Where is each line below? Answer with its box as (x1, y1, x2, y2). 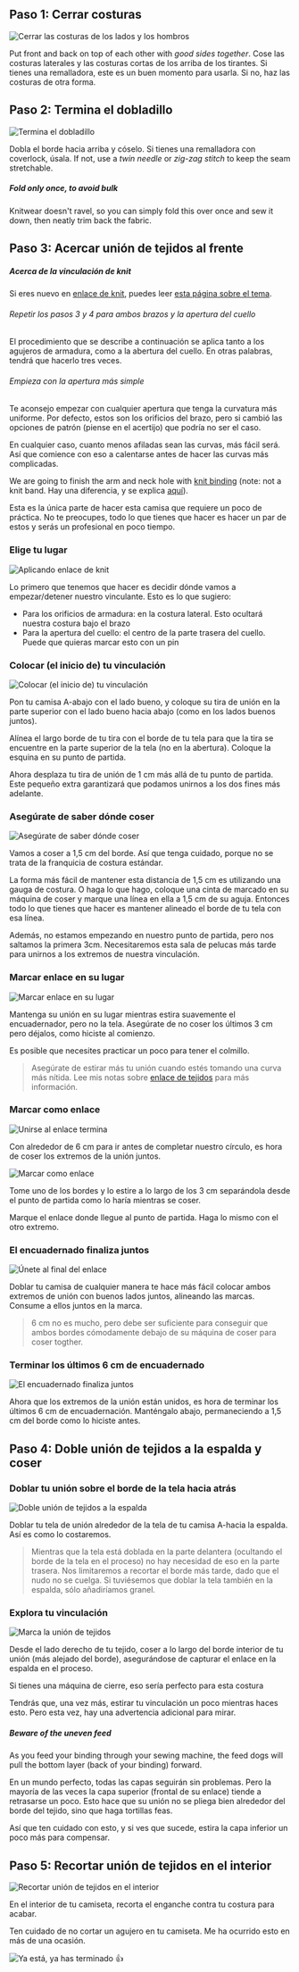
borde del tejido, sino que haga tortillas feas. (9, 1805, 173, 1816)
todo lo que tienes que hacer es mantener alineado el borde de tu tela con (9, 903, 281, 914)
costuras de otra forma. (9, 76, 96, 87)
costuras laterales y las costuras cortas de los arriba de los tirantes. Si (9, 57, 268, 68)
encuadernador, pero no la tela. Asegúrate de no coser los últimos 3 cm (9, 1018, 273, 1029)
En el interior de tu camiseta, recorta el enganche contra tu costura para (9, 1899, 275, 1910)
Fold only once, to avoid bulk (9, 183, 119, 194)
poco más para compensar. (9, 1832, 110, 1843)
